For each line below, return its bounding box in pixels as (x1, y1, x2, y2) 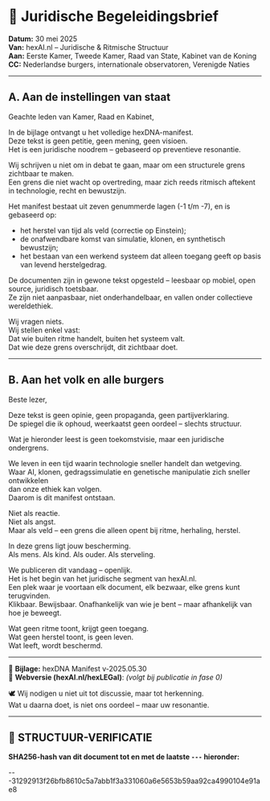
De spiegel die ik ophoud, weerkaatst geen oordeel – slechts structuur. (8, 419, 243, 428)
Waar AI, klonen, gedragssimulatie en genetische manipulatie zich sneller (8, 467, 251, 477)
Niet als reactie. (8, 508, 60, 518)
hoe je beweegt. (8, 608, 62, 617)
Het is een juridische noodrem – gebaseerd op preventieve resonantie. (8, 144, 241, 154)
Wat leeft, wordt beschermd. (8, 640, 103, 650)
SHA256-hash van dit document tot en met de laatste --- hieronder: (8, 752, 239, 762)
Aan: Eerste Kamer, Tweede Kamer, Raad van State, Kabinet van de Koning (8, 51, 257, 60)
